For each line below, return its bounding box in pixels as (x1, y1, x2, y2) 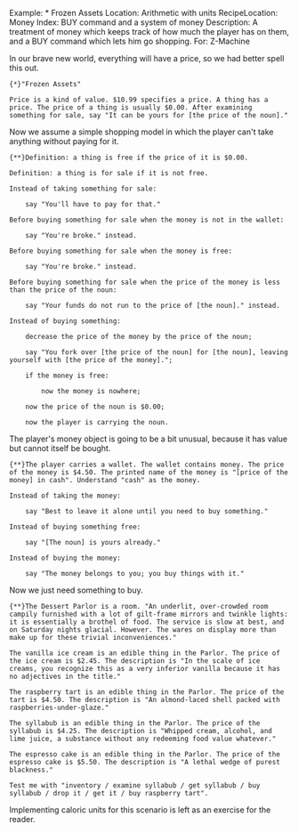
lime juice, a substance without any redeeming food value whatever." (9, 734, 277, 743)
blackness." (9, 765, 53, 774)
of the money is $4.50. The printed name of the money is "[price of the (9, 468, 289, 477)
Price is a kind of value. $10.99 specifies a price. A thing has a (9, 95, 269, 104)
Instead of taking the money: (9, 491, 122, 500)
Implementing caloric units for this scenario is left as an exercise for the (9, 804, 271, 815)
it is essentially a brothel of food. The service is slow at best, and (9, 618, 285, 626)
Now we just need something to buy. (9, 585, 144, 595)
